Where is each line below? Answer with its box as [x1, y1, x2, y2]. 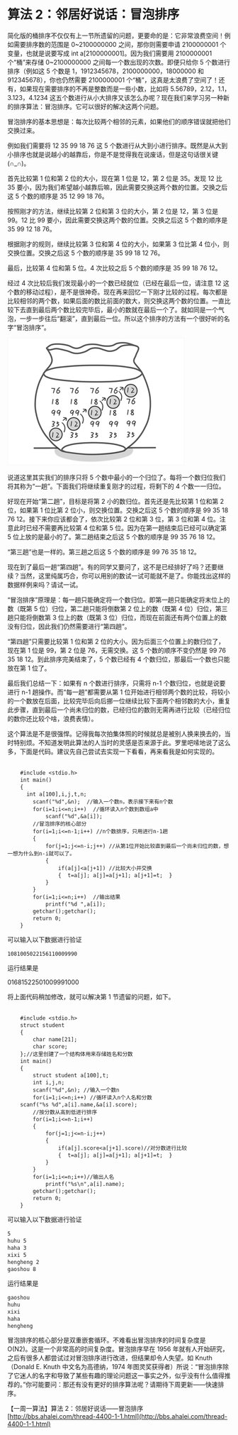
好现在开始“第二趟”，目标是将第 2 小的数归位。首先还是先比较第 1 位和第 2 [7, 497, 225, 505]
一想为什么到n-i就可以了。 [7, 850, 76, 857]
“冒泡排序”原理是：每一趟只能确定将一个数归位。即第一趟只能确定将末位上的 [7, 595, 230, 604]
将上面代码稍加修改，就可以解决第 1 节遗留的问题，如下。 [7, 992, 175, 1001]
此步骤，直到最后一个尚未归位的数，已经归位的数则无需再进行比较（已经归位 [7, 705, 231, 714]
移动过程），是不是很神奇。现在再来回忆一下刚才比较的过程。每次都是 [25, 287, 228, 296]
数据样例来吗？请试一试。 [7, 580, 82, 589]
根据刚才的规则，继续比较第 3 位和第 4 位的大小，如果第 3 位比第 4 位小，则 [7, 239, 229, 248]
